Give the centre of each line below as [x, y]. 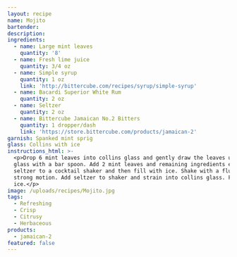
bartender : [23, 27]
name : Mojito [26, 20]
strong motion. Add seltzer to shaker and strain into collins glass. [120, 177]
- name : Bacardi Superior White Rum [67, 92]
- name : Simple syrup [45, 73]
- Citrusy [28, 217]
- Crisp [25, 211]
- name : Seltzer [37, 106]
